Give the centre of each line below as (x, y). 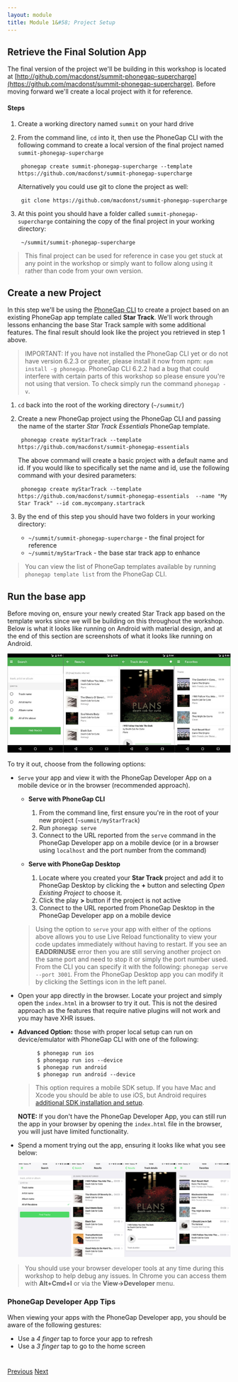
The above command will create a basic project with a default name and (123, 460)
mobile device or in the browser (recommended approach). (104, 785)
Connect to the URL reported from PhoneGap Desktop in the (127, 907)
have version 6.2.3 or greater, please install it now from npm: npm (119, 361)
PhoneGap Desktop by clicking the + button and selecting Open (132, 885)
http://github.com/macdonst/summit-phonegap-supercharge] (107, 77)
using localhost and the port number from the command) (123, 850)
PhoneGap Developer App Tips (61, 1302)
